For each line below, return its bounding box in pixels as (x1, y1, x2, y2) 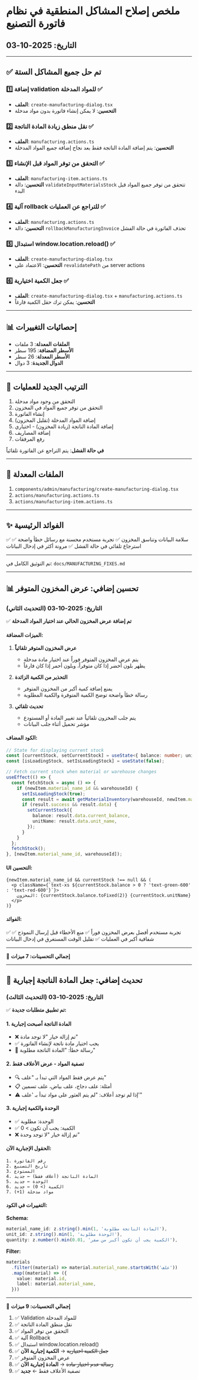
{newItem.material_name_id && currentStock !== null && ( (6, 877, 151, 883)
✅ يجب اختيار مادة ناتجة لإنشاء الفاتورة (14, 1040, 99, 1047)
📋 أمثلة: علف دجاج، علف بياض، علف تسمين (14, 1082, 112, 1089)
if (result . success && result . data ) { (21, 802, 117, 808)
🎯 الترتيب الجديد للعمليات (6, 382, 88, 392)
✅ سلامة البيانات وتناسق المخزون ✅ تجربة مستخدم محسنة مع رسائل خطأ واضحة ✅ (6, 536, 189, 543)
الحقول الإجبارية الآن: (6, 1145, 52, 1152)
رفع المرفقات (14, 435, 45, 442)
